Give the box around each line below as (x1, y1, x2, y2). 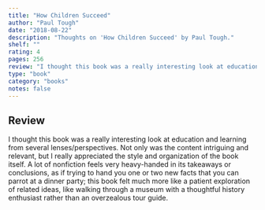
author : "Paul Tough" (8, 19, 80, 27)
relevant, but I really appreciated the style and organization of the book (8, 151, 239, 161)
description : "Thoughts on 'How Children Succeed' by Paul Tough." (8, 33, 235, 42)
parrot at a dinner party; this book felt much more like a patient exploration (8, 176, 251, 186)
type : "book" (8, 70, 51, 78)
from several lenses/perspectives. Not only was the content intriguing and (8, 143, 249, 153)
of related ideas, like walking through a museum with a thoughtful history (8, 185, 245, 194)
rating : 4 (8, 48, 41, 56)
